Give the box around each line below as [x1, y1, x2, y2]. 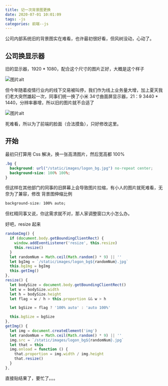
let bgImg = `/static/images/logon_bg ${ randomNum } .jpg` [9, 259, 128, 264]
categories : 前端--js [5, 21, 49, 26]
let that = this [9, 342, 43, 347]
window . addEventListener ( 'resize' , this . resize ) [14, 240, 117, 245]
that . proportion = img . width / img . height [14, 351, 104, 356]
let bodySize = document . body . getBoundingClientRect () [9, 282, 126, 287]
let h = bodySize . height [9, 291, 61, 296]
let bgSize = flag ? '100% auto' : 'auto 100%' [9, 305, 111, 310]
